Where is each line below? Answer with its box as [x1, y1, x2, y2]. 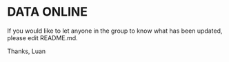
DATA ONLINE [7, 4, 88, 20]
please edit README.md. [7, 33, 78, 42]
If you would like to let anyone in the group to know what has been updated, [7, 27, 223, 35]
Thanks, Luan [7, 47, 46, 55]
